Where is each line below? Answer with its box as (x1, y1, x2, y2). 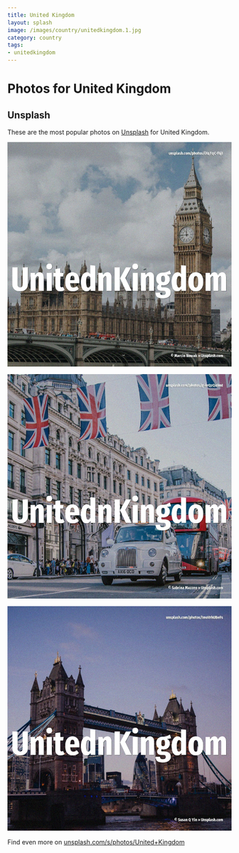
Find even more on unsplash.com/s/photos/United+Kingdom (7, 838, 185, 846)
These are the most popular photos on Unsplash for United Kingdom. (7, 128, 210, 136)
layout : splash (7, 19, 53, 26)
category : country (7, 34, 62, 41)
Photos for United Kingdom (7, 81, 171, 97)
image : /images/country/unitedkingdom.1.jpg (7, 26, 142, 33)
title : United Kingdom (7, 11, 75, 19)
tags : (7, 41, 23, 49)
